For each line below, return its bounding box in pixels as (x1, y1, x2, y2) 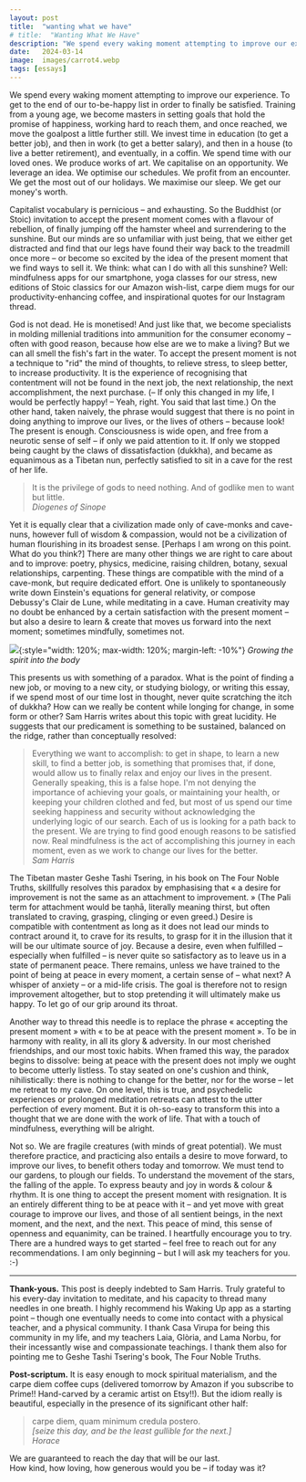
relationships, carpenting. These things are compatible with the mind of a (9, 567, 284, 578)
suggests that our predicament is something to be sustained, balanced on (9, 720, 287, 731)
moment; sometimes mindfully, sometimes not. (9, 625, 185, 636)
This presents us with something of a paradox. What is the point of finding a (9, 672, 294, 683)
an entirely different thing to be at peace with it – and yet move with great (9, 1198, 284, 1210)
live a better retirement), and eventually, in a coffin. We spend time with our (9, 147, 291, 158)
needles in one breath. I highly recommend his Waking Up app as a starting (9, 1302, 291, 1313)
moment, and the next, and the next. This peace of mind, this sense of (9, 1218, 273, 1229)
